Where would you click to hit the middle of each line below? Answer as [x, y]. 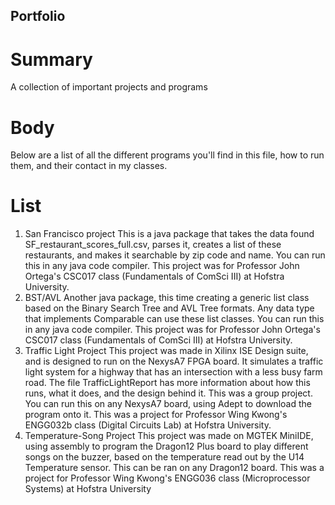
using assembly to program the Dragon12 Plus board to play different [166, 446]
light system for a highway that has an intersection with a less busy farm [173, 372]
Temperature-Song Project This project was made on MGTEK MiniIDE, [169, 436]
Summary [51, 59]
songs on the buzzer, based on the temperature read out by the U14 [164, 457]
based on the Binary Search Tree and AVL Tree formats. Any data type [169, 308]
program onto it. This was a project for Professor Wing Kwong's [156, 415]
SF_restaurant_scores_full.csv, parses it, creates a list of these [153, 245]
